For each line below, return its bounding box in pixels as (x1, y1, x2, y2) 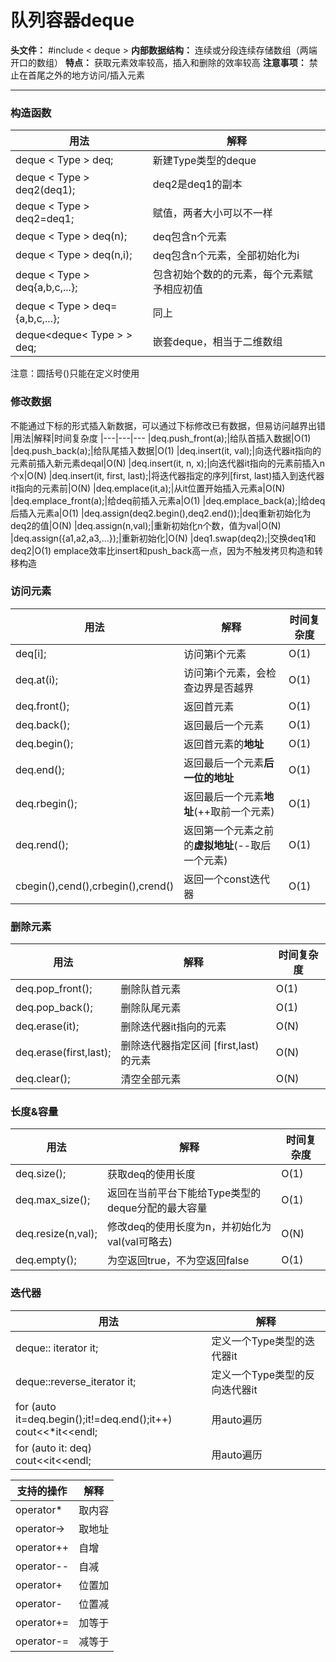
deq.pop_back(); (15, 1001, 93, 1015)
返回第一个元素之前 (183, 823, 275, 837)
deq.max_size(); (15, 1193, 91, 1207)
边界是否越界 (193, 681, 255, 695)
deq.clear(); (15, 1072, 71, 1086)
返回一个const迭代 (183, 872, 271, 886)
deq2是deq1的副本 (152, 177, 243, 191)
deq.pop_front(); (15, 982, 93, 996)
